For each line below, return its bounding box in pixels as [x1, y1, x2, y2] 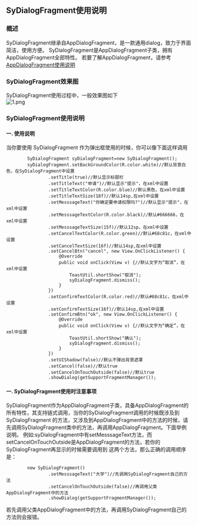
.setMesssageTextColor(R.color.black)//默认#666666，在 [48, 212, 185, 218]
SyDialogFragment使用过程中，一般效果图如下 [6, 92, 118, 99]
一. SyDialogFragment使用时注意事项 [6, 387, 97, 395]
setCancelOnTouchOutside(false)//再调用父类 [51, 484, 158, 490]
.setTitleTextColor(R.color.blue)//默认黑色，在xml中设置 [48, 187, 185, 193]
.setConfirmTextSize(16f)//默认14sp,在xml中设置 [48, 306, 165, 313]
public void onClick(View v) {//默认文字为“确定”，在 [58, 323, 185, 329]
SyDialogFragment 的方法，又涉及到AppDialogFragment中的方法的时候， [6, 417, 183, 424]
